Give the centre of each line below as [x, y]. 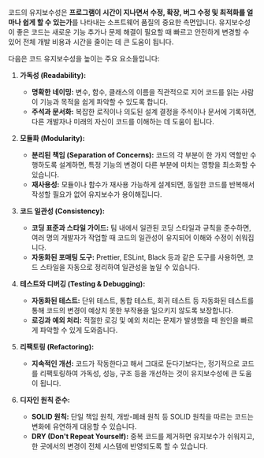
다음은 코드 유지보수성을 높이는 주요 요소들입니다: [84, 59]
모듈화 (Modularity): [52, 138]
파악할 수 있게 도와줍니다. [79, 330]
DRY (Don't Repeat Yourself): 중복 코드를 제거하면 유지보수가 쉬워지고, [143, 436]
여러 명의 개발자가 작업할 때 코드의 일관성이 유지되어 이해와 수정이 [132, 238]
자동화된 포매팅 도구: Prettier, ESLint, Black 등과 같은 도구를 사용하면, [138, 257]
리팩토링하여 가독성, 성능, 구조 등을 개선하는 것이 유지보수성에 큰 [139, 373]
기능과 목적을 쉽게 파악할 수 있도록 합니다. [104, 102]
